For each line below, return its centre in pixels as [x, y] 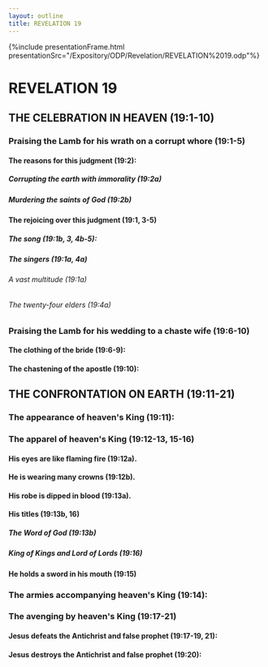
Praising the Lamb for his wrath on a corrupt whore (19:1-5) [127, 141]
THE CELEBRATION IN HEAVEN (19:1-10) [112, 118]
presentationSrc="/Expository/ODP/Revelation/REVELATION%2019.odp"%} [134, 55]
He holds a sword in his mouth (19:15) [73, 574]
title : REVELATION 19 [45, 24]
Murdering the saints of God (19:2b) [70, 199]
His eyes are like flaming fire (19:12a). [73, 458]
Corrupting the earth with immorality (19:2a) [85, 179]
